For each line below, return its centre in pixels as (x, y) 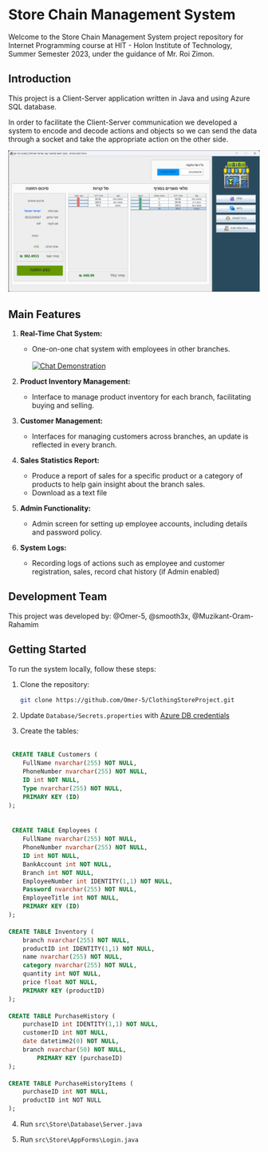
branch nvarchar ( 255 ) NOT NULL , (76, 940)
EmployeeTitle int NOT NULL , (71, 898)
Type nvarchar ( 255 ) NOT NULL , (73, 789)
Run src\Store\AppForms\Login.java (79, 1139)
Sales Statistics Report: (59, 460)
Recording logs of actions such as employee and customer (128, 563)
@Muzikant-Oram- (223, 616)
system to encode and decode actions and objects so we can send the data (133, 130)
